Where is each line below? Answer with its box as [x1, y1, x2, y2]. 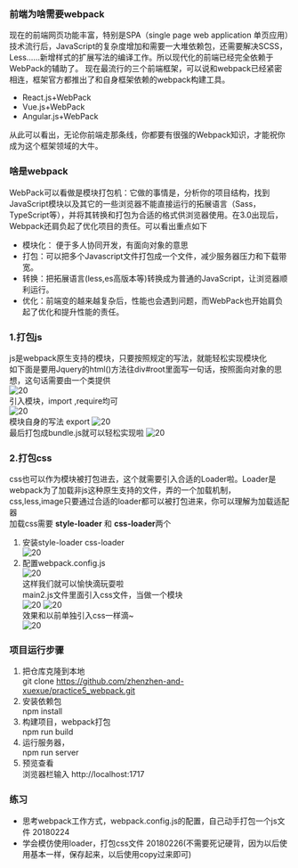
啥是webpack [9, 165, 68, 177]
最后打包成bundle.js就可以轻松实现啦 [9, 427, 145, 438]
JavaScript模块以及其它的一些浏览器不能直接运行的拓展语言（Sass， [9, 198, 261, 209]
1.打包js [9, 331, 43, 343]
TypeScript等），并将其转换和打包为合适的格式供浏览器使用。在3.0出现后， [9, 209, 283, 220]
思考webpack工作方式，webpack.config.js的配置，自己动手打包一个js [21, 815, 278, 826]
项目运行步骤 [9, 644, 65, 657]
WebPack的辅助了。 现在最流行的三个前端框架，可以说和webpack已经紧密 [9, 63, 283, 74]
